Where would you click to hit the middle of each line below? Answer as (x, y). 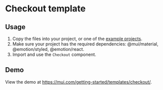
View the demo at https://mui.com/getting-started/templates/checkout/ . (79, 82)
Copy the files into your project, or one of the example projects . (77, 39)
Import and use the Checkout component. (54, 54)
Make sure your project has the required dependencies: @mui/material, (85, 44)
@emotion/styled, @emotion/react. (48, 49)
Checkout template (45, 9)
